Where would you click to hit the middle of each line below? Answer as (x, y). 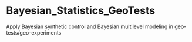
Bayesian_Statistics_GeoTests (81, 11)
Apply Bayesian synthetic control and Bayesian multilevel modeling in (90, 26)
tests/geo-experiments (34, 32)
